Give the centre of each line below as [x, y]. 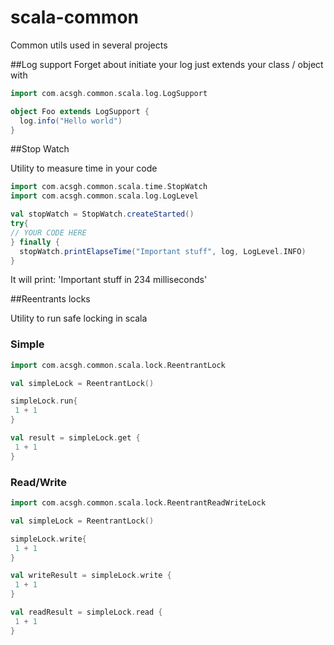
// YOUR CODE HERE [48, 232]
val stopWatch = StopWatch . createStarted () [102, 214]
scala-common [74, 17]
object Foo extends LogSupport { [80, 111]
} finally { [35, 242]
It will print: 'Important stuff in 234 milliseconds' [109, 280]
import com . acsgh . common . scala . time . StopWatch [109, 187]
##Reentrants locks [50, 299]
